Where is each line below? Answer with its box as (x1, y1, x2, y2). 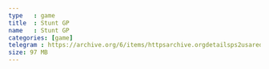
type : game (8, 11, 56, 20)
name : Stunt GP (8, 26, 70, 34)
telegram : (8, 41, 45, 49)
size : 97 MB (8, 48, 48, 56)
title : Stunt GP (8, 19, 70, 27)
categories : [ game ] (8, 33, 74, 42)
